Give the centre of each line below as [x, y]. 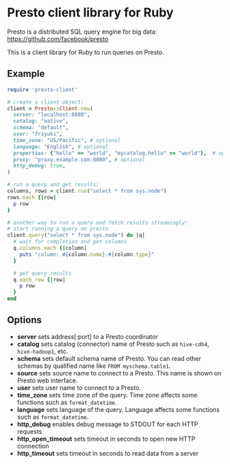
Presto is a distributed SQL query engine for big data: [82, 32]
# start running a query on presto [58, 229]
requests [29, 431]
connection [33, 446]
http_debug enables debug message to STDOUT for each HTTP [107, 424]
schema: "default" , [41, 128]
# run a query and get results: [53, 185]
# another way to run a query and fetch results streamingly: [98, 222]
